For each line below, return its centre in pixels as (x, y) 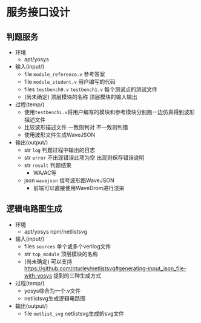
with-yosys (38, 275)
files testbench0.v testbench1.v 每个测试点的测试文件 (91, 89)
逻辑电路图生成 (34, 209)
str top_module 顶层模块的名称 (61, 254)
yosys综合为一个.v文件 (52, 291)
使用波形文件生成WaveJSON (60, 135)
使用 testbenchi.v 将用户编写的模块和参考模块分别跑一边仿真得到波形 (109, 112)
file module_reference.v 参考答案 (64, 74)
